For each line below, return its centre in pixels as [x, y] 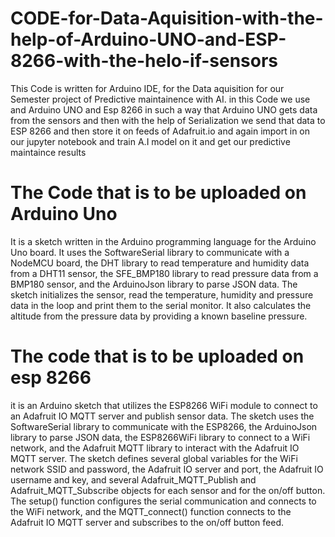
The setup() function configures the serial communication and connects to [163, 501]
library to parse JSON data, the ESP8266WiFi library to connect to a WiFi [160, 437]
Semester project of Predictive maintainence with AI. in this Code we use [160, 99]
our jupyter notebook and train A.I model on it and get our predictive [150, 141]
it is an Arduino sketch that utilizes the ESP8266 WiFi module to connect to [164, 405]
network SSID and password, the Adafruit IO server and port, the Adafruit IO [167, 469]
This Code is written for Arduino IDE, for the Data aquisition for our [147, 88]
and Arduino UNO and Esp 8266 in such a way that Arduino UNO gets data [164, 109]
